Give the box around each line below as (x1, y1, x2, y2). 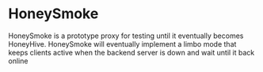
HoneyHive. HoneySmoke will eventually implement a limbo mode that (8, 39, 237, 48)
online (8, 56, 29, 66)
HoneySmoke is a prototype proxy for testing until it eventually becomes (8, 31, 244, 40)
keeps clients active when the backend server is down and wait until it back (8, 47, 255, 57)
